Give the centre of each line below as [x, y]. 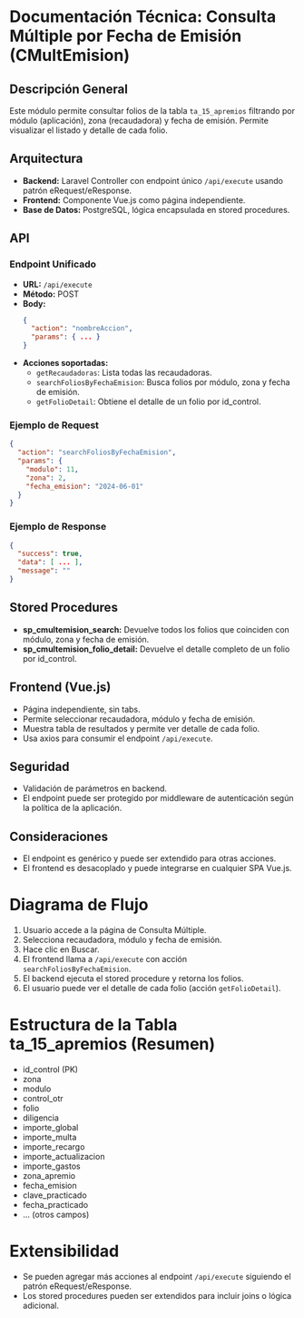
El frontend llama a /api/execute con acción [105, 959]
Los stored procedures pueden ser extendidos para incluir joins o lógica [157, 1296]
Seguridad [39, 766]
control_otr [43, 1099]
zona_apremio [49, 1176]
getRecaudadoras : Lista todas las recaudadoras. [124, 372]
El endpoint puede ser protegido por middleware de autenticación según [158, 798]
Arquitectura [46, 159]
